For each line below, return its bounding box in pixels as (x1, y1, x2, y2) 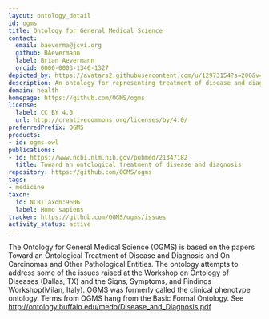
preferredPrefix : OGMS (8, 123, 84, 131)
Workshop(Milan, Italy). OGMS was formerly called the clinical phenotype (8, 285, 251, 295)
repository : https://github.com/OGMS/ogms (8, 168, 152, 176)
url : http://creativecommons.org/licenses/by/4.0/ (15, 116, 188, 124)
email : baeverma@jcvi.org (15, 42, 102, 50)
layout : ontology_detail (8, 11, 91, 20)
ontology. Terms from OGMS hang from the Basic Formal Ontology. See (8, 293, 244, 303)
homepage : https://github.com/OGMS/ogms (8, 94, 146, 102)
